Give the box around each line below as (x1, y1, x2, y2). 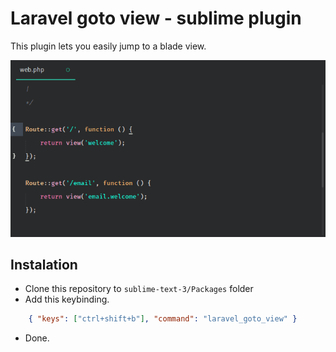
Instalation (10, 257, 78, 274)
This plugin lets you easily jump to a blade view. (10, 40, 207, 52)
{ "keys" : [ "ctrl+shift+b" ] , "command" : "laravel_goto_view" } (28, 314, 298, 324)
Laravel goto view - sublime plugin (10, 7, 302, 30)
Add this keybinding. (24, 293, 110, 306)
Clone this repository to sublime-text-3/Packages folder (24, 283, 254, 295)
